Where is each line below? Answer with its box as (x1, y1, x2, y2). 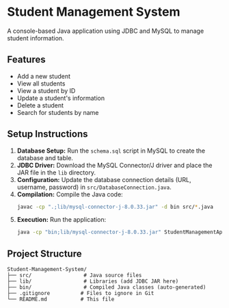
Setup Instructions (7, 128, 88, 140)
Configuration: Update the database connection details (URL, (16, 175, 191, 183)
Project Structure (7, 248, 82, 259)
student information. (7, 34, 64, 42)
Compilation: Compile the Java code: (16, 190, 123, 198)
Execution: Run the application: (16, 216, 107, 224)
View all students (16, 79, 66, 88)
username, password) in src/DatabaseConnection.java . (16, 183, 172, 191)
